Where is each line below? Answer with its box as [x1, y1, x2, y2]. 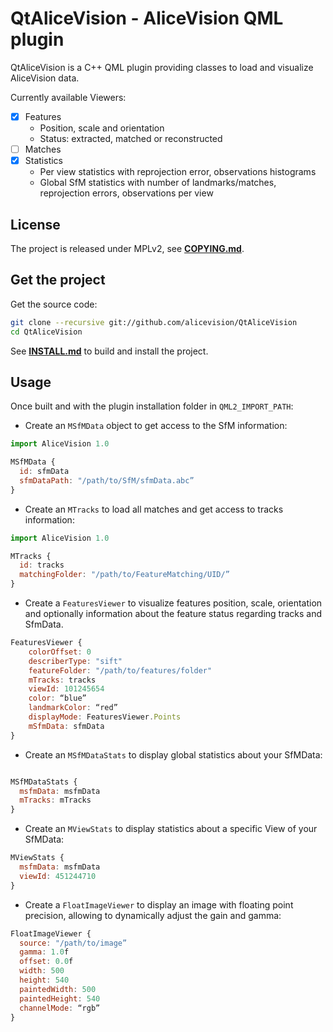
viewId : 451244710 [19, 871, 97, 881]
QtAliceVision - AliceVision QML [10, 7, 284, 30]
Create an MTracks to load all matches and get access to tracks [24, 503, 284, 515]
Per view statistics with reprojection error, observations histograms [39, 166, 317, 178]
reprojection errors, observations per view [39, 187, 214, 199]
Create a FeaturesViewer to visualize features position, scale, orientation [24, 597, 323, 609]
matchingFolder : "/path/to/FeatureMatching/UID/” [19, 570, 230, 580]
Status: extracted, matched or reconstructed [39, 133, 223, 144]
